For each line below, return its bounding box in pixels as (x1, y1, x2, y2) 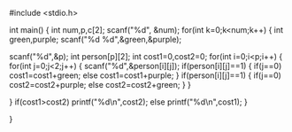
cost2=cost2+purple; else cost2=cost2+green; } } (9, 80, 192, 89)
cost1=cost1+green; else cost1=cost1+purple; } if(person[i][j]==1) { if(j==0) (9, 70, 281, 81)
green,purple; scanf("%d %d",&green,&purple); (9, 35, 182, 44)
